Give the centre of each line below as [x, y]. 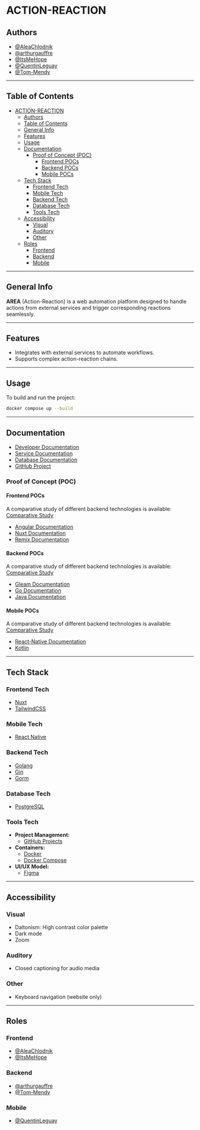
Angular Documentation [44, 527]
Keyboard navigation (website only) [58, 996]
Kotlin [22, 648]
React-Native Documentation [50, 642]
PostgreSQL [29, 807]
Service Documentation [44, 453]
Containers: [30, 847]
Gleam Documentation [42, 584]
